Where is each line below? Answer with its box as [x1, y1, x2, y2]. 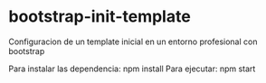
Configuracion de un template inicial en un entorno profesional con [8, 36, 258, 47]
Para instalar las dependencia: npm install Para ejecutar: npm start [8, 63, 256, 74]
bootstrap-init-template [8, 6, 191, 27]
